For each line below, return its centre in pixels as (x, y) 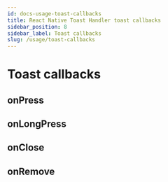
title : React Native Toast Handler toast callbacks (84, 20)
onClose (26, 148)
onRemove (31, 171)
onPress (26, 100)
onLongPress (37, 124)
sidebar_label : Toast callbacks (54, 33)
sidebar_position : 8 (37, 27)
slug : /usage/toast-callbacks (51, 40)
